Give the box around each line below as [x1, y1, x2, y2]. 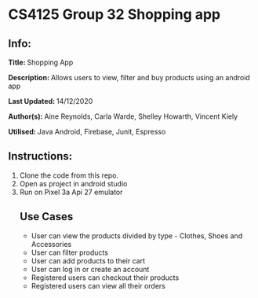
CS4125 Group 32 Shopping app [8, 6, 221, 24]
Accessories [31, 239, 72, 248]
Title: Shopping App [8, 57, 74, 67]
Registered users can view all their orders [31, 281, 166, 290]
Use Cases [19, 210, 74, 223]
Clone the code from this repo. [19, 171, 119, 180]
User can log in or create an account [31, 264, 150, 274]
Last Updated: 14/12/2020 [8, 97, 93, 105]
